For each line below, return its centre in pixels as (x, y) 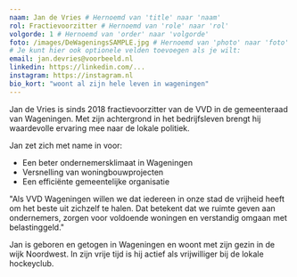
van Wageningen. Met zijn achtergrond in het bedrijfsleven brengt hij (135, 118)
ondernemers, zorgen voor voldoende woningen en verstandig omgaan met (148, 217)
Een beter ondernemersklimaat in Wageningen (107, 162)
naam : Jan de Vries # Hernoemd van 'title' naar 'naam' (115, 17)
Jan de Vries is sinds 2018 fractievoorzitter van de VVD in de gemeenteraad (148, 109)
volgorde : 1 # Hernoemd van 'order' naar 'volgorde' (109, 34)
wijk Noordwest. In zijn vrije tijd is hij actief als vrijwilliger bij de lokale (137, 254)
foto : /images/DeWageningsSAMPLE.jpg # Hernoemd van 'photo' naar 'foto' (149, 42)
